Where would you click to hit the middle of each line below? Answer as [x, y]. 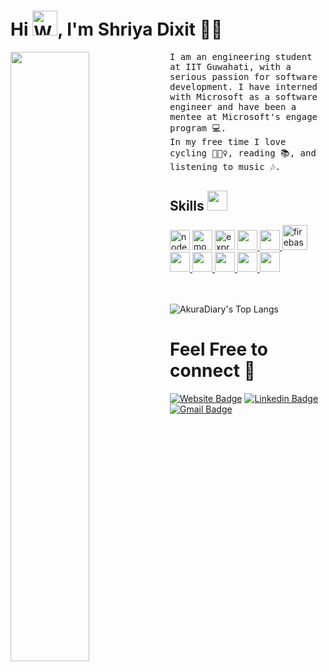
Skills [187, 206]
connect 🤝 [212, 370]
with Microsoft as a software [243, 96]
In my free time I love [228, 141]
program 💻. [198, 128]
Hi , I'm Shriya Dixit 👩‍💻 [116, 29]
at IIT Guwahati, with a [230, 66]
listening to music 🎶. [225, 166]
